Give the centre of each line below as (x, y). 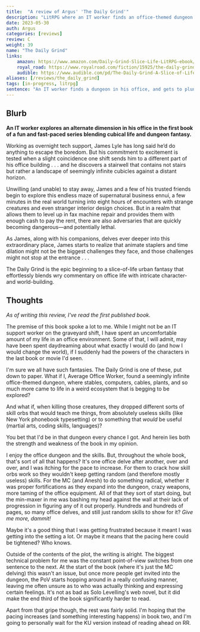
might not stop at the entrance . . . (48, 258)
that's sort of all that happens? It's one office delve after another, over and (97, 461)
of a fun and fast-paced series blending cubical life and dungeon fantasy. (99, 134)
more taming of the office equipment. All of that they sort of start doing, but (99, 493)
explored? (18, 395)
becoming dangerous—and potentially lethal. (61, 227)
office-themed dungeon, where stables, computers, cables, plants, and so (97, 382)
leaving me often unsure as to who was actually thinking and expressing (95, 585)
